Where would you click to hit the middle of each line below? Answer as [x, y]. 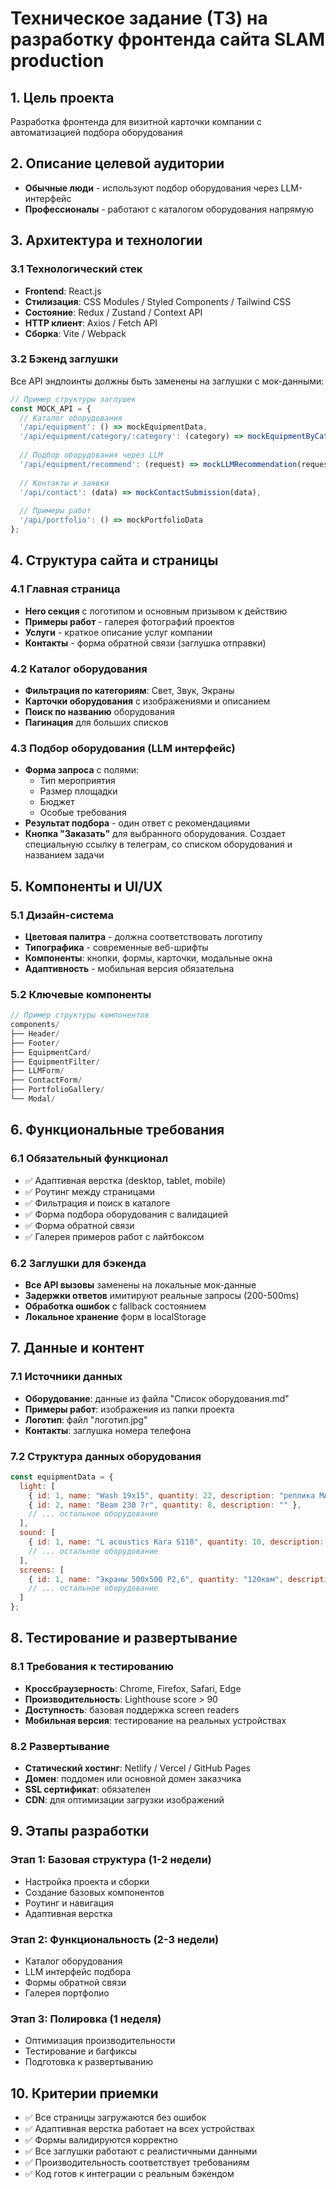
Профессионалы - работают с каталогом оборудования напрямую [169, 209]
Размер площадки [78, 791]
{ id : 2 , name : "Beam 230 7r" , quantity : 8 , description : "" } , [165, 1505]
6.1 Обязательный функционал [89, 1159]
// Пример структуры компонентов [80, 1015]
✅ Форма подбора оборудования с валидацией [126, 1214]
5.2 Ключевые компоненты [81, 994]
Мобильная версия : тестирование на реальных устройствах [155, 1720]
